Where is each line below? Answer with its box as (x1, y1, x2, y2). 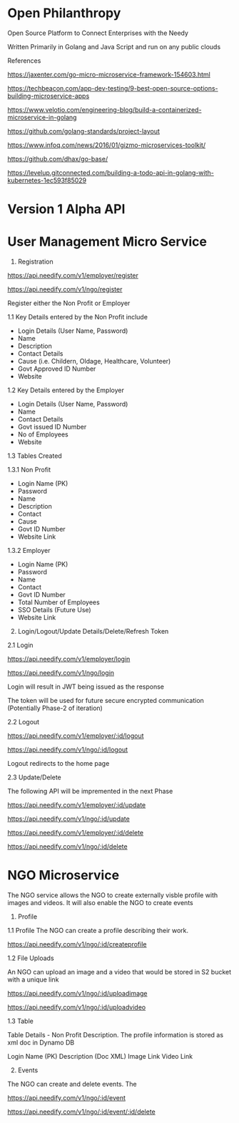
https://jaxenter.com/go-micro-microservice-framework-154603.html (7, 70, 210, 79)
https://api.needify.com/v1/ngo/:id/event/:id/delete (7, 1107, 156, 1116)
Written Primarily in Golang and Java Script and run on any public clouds (7, 42, 221, 51)
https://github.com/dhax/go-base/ (7, 154, 108, 163)
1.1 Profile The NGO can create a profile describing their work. (7, 927, 189, 934)
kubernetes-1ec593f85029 (7, 176, 87, 184)
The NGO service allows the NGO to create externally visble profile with (7, 891, 218, 899)
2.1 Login (7, 641, 34, 649)
